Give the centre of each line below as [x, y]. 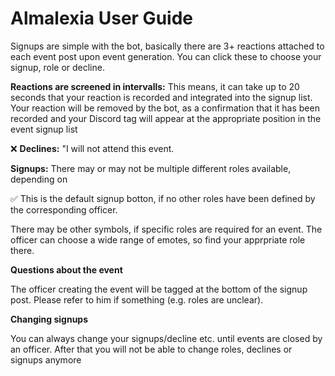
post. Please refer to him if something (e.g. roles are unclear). [137, 299]
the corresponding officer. [64, 209]
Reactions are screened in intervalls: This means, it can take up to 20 [155, 86]
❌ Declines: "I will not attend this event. [92, 148]
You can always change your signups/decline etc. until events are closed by [166, 338]
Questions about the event [66, 269]
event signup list [44, 129]
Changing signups [49, 319]
